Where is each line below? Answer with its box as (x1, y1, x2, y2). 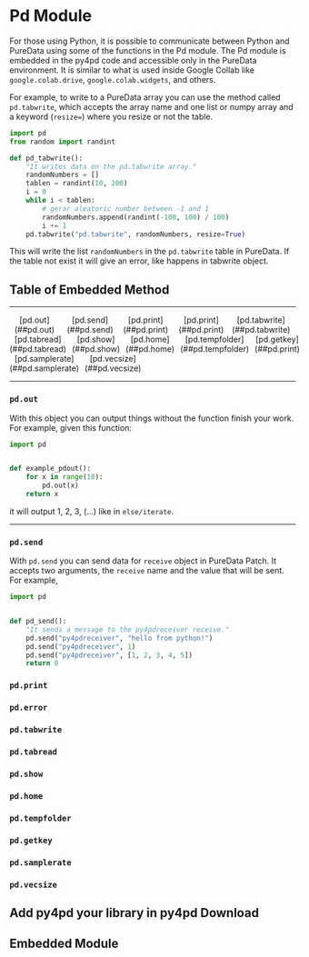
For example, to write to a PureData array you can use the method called (9, 92, 281, 103)
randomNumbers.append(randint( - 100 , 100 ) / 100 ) (42, 213, 230, 222)
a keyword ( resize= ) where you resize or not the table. (9, 111, 214, 122)
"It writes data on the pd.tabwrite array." (25, 162, 197, 171)
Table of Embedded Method (9, 282, 170, 297)
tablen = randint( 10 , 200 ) (25, 179, 128, 188)
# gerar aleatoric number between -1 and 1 (42, 204, 209, 214)
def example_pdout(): (9, 464, 92, 474)
